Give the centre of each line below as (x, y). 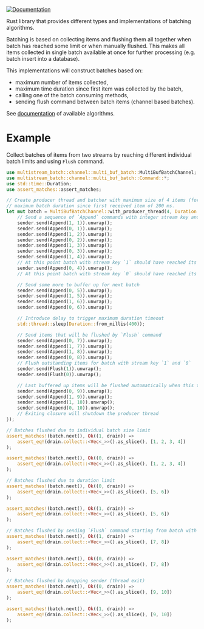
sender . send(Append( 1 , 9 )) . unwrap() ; (65, 397)
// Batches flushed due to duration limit (61, 481)
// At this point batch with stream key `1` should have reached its (107, 263)
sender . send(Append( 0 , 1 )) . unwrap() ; (65, 229)
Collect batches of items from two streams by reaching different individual (99, 154)
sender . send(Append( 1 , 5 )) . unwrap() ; (65, 296)
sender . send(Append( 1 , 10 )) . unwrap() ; (66, 402)
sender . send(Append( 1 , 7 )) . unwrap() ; (65, 346)
